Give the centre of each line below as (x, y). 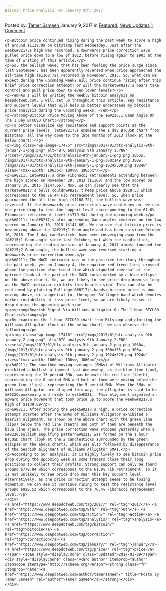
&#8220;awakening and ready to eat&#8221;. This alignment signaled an (81, 394)
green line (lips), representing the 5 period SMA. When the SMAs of (79, 385)
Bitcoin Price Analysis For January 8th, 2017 (54, 10)
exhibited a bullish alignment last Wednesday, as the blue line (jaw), (82, 370)
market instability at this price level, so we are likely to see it (79, 300)
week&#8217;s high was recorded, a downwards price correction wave (78, 50)
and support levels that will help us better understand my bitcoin (78, 105)
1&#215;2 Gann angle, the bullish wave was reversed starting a (73, 250)
